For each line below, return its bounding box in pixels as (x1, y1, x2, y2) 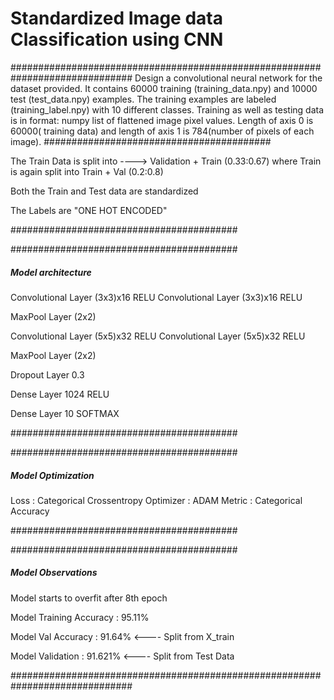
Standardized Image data (10, 7, 223, 30)
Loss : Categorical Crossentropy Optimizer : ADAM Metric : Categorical (10, 494, 303, 506)
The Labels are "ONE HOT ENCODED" (10, 204, 168, 216)
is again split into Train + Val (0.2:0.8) (10, 165, 164, 177)
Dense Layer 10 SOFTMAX (10, 407, 120, 419)
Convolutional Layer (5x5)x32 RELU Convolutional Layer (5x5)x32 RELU (10, 330, 306, 342)
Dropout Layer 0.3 (10, 368, 85, 381)
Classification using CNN (10, 28, 224, 51)
